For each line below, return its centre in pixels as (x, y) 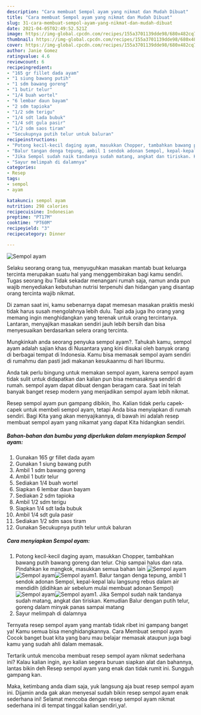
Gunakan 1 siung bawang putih (53, 464)
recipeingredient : (30, 67)
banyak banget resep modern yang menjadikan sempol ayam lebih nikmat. (98, 391)
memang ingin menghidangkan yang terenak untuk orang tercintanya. (92, 317)
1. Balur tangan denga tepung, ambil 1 (140, 575)
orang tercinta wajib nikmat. (41, 293)
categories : (21, 168)
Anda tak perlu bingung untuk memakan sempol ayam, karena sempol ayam (100, 372)
